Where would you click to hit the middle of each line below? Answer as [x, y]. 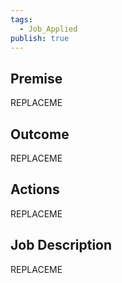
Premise [36, 78]
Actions [35, 189]
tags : [21, 19]
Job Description [61, 245]
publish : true [40, 38]
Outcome [40, 134]
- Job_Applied [48, 29]
